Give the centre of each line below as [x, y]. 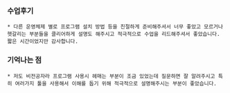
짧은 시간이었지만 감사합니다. [43, 42]
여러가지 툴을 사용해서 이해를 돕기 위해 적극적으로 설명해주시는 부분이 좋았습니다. [116, 83]
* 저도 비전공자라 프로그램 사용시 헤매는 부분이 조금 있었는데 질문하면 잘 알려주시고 [111, 76]
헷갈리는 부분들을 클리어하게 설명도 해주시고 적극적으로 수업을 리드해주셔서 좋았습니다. [114, 34]
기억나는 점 [25, 60]
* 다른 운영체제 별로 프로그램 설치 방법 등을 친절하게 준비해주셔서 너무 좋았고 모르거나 [115, 27]
